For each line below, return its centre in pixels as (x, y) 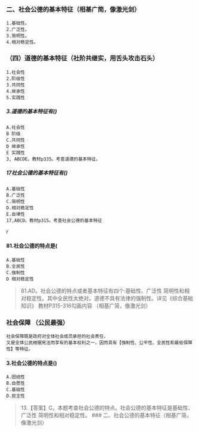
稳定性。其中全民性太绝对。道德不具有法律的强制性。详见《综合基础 (110, 298)
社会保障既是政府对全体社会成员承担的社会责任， (57, 337)
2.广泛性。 (18, 30)
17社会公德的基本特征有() (37, 173)
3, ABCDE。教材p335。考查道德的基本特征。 (53, 159)
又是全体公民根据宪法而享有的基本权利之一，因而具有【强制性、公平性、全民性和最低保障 (99, 343)
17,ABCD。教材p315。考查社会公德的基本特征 (54, 220)
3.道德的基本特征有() (32, 111)
